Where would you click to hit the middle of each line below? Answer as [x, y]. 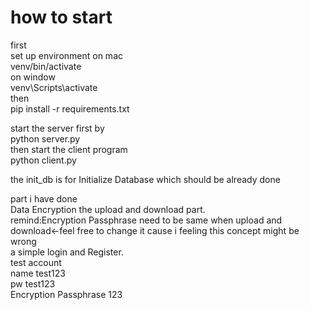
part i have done [44, 198]
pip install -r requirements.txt [70, 108]
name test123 [38, 273]
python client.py [43, 160]
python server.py [45, 138]
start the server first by [57, 128]
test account [36, 262]
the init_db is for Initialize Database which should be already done [145, 179]
